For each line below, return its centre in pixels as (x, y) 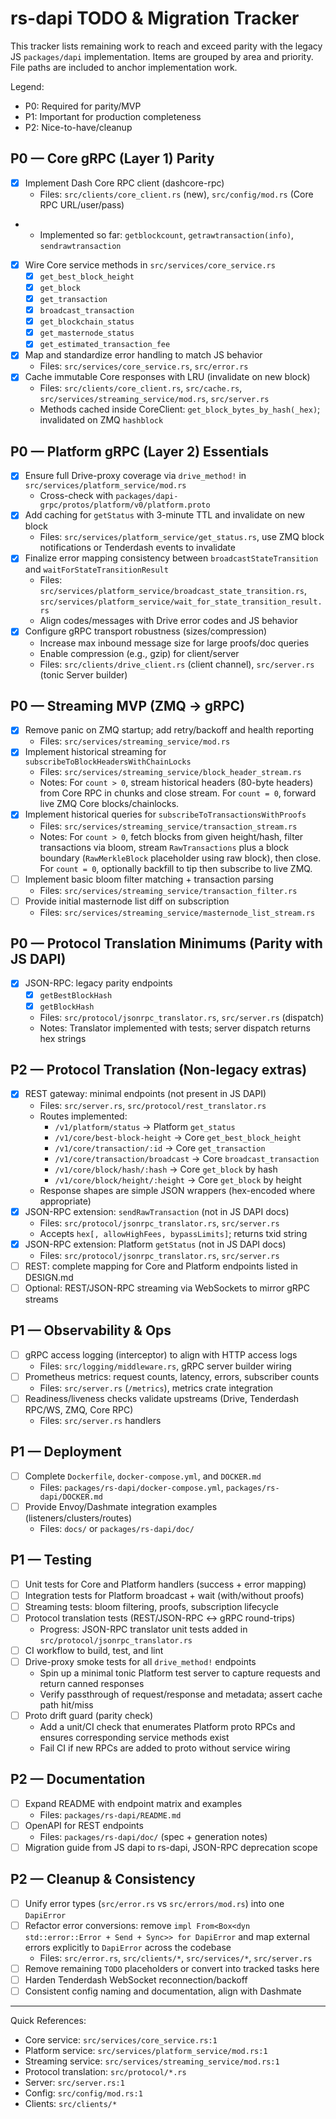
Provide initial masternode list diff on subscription (127, 901)
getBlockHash (67, 1007)
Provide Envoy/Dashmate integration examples (121, 1506)
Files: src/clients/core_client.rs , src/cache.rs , (141, 388)
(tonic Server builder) (83, 674)
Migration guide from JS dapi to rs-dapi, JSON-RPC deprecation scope (171, 1847)
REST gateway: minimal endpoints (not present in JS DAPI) (145, 1094)
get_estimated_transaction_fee (105, 345)
